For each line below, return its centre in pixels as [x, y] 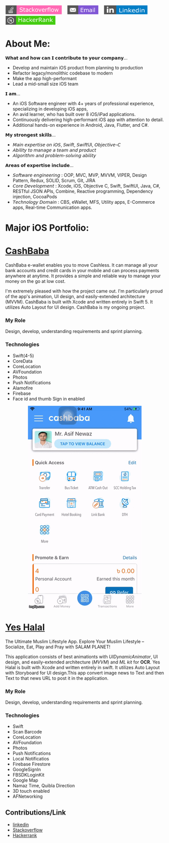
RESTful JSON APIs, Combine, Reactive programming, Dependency [83, 191]
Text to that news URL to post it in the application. [57, 678]
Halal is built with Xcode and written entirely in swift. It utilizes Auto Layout [82, 667]
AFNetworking [27, 796]
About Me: [28, 44]
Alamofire [23, 388]
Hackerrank [25, 835]
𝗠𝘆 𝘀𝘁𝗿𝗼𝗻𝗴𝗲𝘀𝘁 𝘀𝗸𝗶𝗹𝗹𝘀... [31, 135]
